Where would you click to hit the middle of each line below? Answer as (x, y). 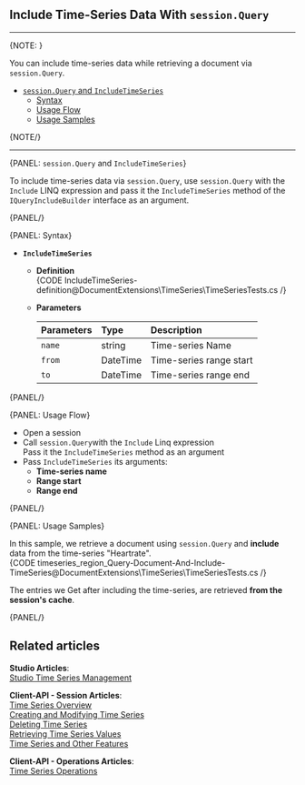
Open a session (52, 432)
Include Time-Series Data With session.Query (139, 15)
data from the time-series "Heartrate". (80, 553)
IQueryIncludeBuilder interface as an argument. (99, 200)
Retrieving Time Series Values (65, 734)
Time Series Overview (51, 705)
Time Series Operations (54, 770)
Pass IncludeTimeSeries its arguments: (95, 461)
